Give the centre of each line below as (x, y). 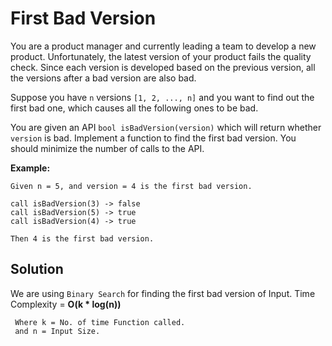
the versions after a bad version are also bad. (103, 78)
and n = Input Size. (57, 331)
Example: (30, 168)
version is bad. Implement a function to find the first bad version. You (153, 138)
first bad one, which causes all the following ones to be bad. (134, 108)
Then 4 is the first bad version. (82, 238)
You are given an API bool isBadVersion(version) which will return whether (166, 127)
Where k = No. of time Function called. (100, 322)
